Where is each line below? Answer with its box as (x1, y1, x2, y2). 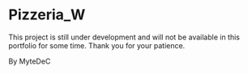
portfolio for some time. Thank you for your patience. (8, 40, 186, 50)
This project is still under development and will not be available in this (8, 32, 241, 42)
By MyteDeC (8, 56, 51, 66)
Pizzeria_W (8, 6, 86, 24)
